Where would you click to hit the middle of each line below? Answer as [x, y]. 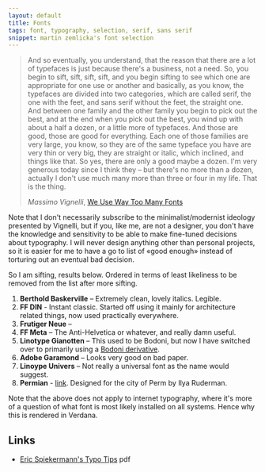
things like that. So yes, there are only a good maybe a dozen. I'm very [142, 161]
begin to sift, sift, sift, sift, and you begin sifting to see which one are [139, 77]
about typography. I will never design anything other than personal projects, [132, 243]
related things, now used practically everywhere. [99, 316]
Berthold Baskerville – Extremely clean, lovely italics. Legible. [120, 299]
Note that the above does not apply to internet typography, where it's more [130, 398]
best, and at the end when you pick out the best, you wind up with [135, 119]
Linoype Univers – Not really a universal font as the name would [124, 366]
